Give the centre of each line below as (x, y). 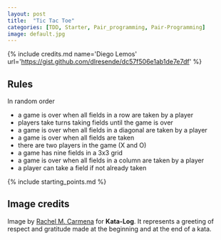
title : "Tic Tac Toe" (41, 21)
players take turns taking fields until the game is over (95, 122)
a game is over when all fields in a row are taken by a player (106, 115)
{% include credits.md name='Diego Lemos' (72, 54)
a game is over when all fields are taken (76, 138)
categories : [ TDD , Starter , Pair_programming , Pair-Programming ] (106, 27)
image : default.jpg (36, 34)
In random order (31, 101)
